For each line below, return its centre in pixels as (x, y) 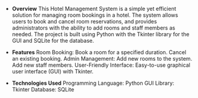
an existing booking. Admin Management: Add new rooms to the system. (102, 59)
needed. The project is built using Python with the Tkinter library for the (101, 34)
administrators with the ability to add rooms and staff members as (94, 28)
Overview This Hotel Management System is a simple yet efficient (94, 9)
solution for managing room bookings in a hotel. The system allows (95, 15)
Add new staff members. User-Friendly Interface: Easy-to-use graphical (101, 65)
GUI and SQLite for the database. (53, 41)
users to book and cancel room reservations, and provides (85, 21)
